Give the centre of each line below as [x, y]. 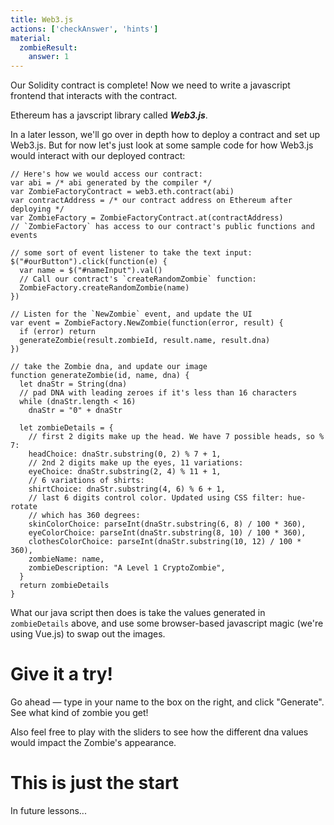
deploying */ [37, 209]
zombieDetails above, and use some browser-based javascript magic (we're [167, 623]
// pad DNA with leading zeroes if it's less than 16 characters [158, 393]
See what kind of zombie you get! [79, 713]
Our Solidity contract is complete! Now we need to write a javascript [150, 85]
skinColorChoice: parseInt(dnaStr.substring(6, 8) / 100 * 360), [167, 524]
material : [31, 38]
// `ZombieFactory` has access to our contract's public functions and [162, 227]
